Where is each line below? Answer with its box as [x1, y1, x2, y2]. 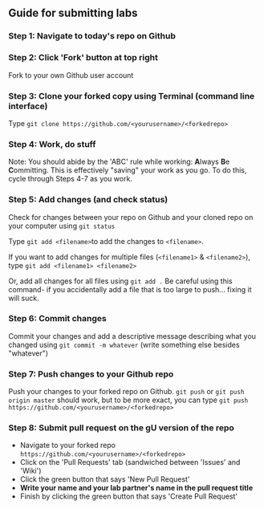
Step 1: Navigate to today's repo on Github [8, 31, 177, 42]
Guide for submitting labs [8, 6, 138, 20]
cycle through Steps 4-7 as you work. [8, 174, 132, 184]
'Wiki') [19, 466, 42, 476]
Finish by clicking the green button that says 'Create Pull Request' [19, 491, 238, 501]
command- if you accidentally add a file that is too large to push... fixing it [8, 284, 252, 294]
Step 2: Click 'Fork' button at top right [8, 52, 158, 63]
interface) [8, 100, 48, 112]
